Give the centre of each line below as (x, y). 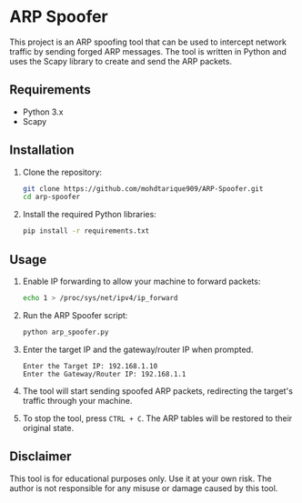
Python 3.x (43, 112)
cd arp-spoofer (51, 197)
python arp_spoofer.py (65, 332)
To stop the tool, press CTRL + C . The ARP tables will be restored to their (157, 418)
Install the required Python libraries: (89, 215)
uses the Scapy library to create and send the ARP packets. (121, 61)
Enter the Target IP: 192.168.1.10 (90, 366)
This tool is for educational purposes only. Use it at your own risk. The (141, 478)
